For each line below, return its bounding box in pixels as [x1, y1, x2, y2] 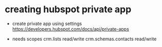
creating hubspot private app [5, 4, 132, 15]
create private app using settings [12, 20, 83, 27]
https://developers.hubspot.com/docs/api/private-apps [12, 26, 129, 32]
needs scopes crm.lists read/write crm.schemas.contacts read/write [12, 36, 157, 42]
